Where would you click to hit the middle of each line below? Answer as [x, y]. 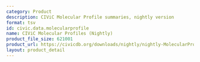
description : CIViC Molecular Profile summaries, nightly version [90, 17]
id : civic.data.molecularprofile [48, 28]
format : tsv [21, 22]
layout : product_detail [36, 50]
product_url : [22, 45]
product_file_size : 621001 [40, 39]
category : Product [29, 12]
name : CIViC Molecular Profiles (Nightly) [60, 34]
